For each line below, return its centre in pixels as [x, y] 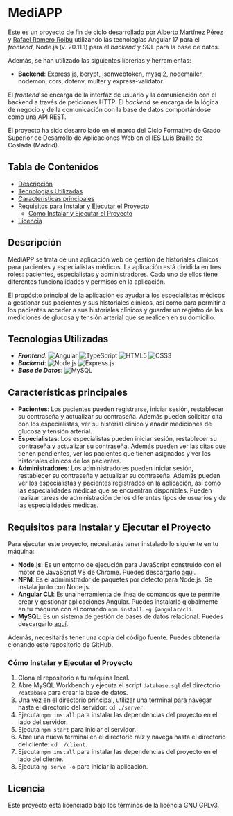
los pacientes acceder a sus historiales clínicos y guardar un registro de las [115, 310]
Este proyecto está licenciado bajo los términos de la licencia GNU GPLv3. [114, 806]
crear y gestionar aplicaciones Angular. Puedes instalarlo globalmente [118, 602]
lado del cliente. [41, 759]
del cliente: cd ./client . [52, 744]
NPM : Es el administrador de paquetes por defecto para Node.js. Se [115, 579]
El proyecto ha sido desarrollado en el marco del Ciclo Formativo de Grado [114, 130]
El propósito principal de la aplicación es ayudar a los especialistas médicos [116, 295]
